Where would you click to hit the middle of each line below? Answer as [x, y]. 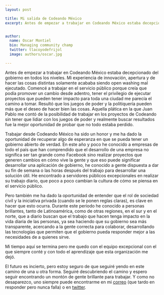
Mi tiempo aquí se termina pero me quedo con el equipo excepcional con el [81, 246]
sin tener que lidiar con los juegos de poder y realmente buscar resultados [80, 119]
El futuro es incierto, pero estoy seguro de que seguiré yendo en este [75, 266]
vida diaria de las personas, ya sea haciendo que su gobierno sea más [76, 221]
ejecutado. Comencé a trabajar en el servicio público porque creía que [76, 88]
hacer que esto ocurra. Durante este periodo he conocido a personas [75, 205]
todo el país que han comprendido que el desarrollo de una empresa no [77, 149]
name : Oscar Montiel [30, 41]
